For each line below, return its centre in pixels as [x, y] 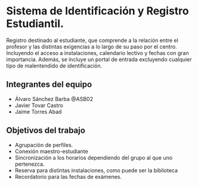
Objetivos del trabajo [46, 131]
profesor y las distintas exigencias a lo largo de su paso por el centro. [92, 47]
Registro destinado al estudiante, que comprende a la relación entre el [92, 40]
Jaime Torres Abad [38, 111]
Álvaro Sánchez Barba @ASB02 [54, 99]
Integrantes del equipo [49, 85]
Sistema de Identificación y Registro [98, 11]
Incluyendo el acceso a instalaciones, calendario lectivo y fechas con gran [98, 53]
